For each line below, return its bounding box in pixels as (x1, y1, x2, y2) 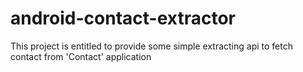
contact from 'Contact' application (10, 50, 152, 62)
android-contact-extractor (10, 7, 236, 30)
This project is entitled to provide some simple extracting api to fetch (10, 40, 293, 52)
